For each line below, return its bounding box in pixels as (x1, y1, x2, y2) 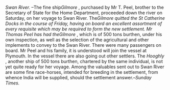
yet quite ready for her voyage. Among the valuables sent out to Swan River (5, 64, 164, 70)
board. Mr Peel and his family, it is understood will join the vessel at (5, 48, 147, 53)
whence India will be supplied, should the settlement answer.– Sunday (5, 75, 152, 80)
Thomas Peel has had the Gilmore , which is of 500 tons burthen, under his (5, 32, 162, 37)
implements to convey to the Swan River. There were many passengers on (5, 42, 162, 48)
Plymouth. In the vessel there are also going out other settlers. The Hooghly (5, 53, 164, 59)
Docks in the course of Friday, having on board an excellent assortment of (5, 20, 162, 26)
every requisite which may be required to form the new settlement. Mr (5, 26, 152, 32)
